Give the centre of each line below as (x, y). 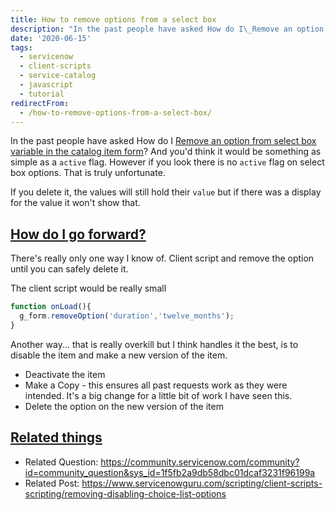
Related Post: (52, 483)
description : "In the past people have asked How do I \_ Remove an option (167, 29)
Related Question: (61, 462)
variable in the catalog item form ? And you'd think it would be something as (166, 152)
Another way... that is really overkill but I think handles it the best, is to (154, 344)
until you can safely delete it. (69, 269)
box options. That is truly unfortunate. (88, 173)
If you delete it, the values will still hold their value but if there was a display (166, 192)
